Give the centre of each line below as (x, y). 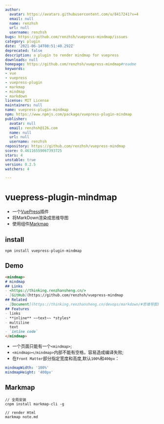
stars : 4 (14, 155)
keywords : (15, 69)
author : (13, 10)
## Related (16, 300)
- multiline (17, 323)
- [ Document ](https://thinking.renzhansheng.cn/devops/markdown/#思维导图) (82, 305)
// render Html (20, 412)
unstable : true (20, 160)
